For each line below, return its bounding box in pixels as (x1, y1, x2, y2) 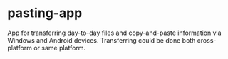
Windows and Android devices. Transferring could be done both (7, 36, 196, 44)
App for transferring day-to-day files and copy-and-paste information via (7, 28, 222, 37)
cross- (197, 36, 217, 44)
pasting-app (7, 5, 83, 21)
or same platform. (33, 43, 86, 52)
